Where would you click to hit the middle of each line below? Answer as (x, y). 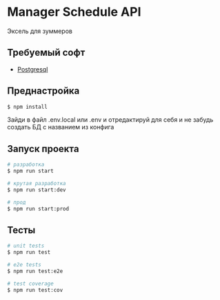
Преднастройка (43, 91)
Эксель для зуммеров (40, 31)
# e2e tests (24, 265)
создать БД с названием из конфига (61, 127)
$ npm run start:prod (38, 208)
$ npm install (28, 107)
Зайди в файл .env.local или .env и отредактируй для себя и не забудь (110, 120)
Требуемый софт (46, 53)
